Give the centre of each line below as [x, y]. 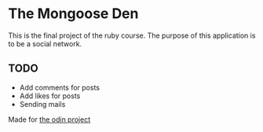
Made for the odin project [49, 119]
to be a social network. [45, 43]
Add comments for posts [60, 87]
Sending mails [42, 104]
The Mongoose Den [73, 14]
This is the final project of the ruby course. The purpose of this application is [132, 35]
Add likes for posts [50, 96]
